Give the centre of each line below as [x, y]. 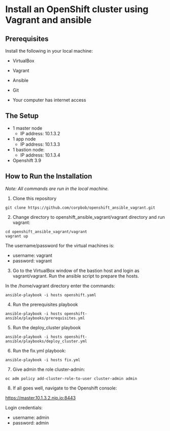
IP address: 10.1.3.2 [40, 133]
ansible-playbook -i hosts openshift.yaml [51, 295]
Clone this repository [35, 198]
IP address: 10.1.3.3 [40, 144]
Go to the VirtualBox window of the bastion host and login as [76, 270]
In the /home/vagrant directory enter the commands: [60, 286]
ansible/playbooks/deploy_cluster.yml [46, 341]
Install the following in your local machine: [49, 51]
